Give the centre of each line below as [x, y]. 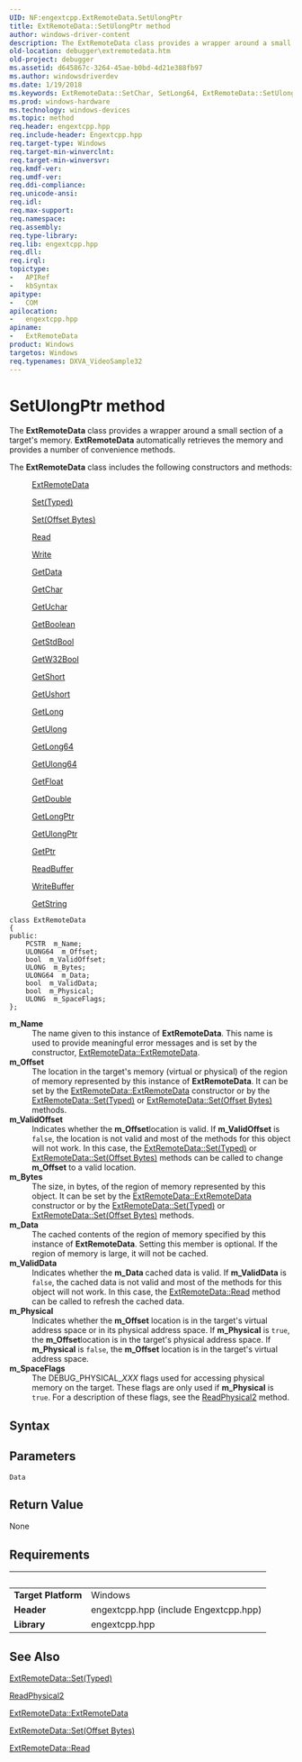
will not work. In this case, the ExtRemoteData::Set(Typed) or [145, 1148]
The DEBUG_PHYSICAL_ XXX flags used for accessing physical [148, 1378]
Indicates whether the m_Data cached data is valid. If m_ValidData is [160, 1273]
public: [24, 936]
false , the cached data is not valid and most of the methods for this [157, 1283]
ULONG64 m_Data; [58, 976]
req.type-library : [44, 235]
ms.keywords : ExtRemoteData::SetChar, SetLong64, [104, 93]
